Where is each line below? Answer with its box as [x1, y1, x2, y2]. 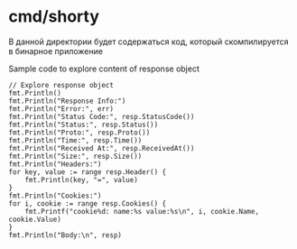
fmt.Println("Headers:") [8, 160, 102, 169]
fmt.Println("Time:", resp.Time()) [8, 135, 143, 145]
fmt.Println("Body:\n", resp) [8, 230, 123, 240]
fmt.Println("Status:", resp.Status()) [8, 120, 159, 129]
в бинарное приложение [8, 45, 103, 56]
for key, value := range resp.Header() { [8, 167, 167, 177]
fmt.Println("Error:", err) [8, 104, 115, 114]
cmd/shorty [8, 6, 100, 27]
